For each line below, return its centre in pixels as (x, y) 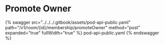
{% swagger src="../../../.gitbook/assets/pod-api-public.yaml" (68, 22)
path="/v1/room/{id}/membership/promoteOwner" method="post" (73, 27)
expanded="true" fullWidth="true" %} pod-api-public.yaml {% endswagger (82, 33)
